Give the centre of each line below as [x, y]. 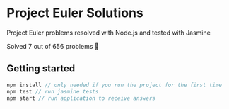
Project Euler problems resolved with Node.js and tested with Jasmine [109, 33]
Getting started [41, 69]
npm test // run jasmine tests [53, 91]
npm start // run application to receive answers [81, 98]
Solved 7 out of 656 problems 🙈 [53, 46]
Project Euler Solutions [75, 13]
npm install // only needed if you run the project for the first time [114, 85]
